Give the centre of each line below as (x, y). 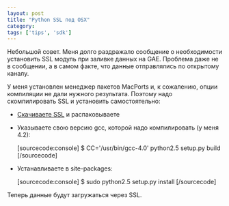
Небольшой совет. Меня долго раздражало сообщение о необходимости (114, 52)
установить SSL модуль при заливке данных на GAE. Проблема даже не (113, 59)
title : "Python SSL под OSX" (49, 20)
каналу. (18, 74)
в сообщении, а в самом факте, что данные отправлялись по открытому (113, 66)
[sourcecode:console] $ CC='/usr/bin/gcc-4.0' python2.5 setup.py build (119, 148)
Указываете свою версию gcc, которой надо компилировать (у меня (118, 128)
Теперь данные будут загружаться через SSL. (75, 195)
